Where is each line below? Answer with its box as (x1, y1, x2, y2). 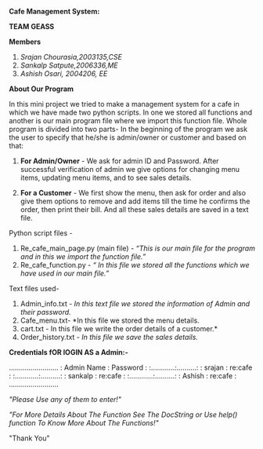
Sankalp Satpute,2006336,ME (20, 60, 118, 70)
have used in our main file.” (20, 268, 110, 278)
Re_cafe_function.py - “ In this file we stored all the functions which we (20, 261, 250, 269)
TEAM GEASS (9, 22, 55, 31)
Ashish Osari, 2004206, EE (20, 69, 108, 78)
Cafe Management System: (9, 7, 100, 16)
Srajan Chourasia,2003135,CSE (20, 53, 122, 61)
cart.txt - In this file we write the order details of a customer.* (20, 324, 218, 333)
